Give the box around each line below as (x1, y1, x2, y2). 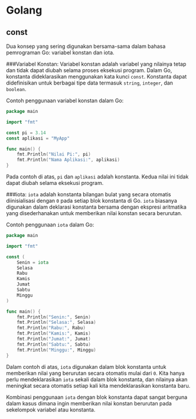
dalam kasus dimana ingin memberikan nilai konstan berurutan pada (6, 399, 172, 407)
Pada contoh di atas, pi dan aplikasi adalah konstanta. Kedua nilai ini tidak (6, 173, 189, 180)
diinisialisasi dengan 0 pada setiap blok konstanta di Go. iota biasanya (6, 197, 177, 204)
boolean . (6, 86, 27, 92)
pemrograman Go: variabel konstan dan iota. (6, 49, 115, 56)
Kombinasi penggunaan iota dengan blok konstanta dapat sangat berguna (6, 394, 188, 401)
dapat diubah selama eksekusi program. (6, 180, 104, 186)
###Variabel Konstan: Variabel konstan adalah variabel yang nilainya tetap (6, 60, 187, 67)
